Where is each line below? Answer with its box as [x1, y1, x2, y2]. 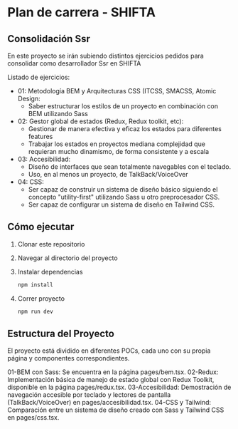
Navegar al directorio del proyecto [17, 254, 119, 262]
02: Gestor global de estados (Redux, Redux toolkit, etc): [17, 117, 184, 125]
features [28, 133, 53, 140]
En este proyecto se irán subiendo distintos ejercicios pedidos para [7, 51, 204, 60]
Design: [17, 94, 40, 103]
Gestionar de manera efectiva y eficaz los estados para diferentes [28, 125, 222, 133]
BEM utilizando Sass [28, 110, 89, 118]
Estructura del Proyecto [7, 327, 115, 339]
